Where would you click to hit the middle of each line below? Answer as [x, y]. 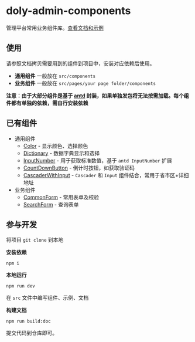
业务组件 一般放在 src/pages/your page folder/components [85, 83]
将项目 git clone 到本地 [35, 240]
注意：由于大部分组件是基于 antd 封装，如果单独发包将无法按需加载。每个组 [97, 96]
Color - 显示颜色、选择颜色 [56, 145]
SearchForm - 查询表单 [51, 204]
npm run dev [20, 286]
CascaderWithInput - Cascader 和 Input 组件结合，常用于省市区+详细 [106, 175]
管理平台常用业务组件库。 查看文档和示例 [55, 28]
